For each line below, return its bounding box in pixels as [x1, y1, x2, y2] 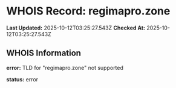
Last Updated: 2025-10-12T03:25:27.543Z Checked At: [6, 24, 146, 31]
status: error [6, 75, 38, 83]
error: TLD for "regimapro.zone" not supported [6, 64, 124, 71]
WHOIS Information [6, 48, 82, 58]
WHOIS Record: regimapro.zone [6, 4, 171, 18]
